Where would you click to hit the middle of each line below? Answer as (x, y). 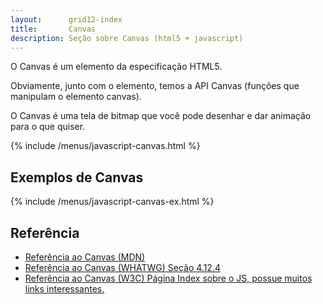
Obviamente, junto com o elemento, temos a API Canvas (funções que (155, 86)
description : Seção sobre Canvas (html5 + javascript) (127, 38)
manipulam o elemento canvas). (76, 97)
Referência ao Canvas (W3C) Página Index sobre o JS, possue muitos (168, 278)
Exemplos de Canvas (77, 177)
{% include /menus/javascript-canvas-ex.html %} (112, 202)
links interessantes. (64, 289)
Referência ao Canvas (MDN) (85, 257)
